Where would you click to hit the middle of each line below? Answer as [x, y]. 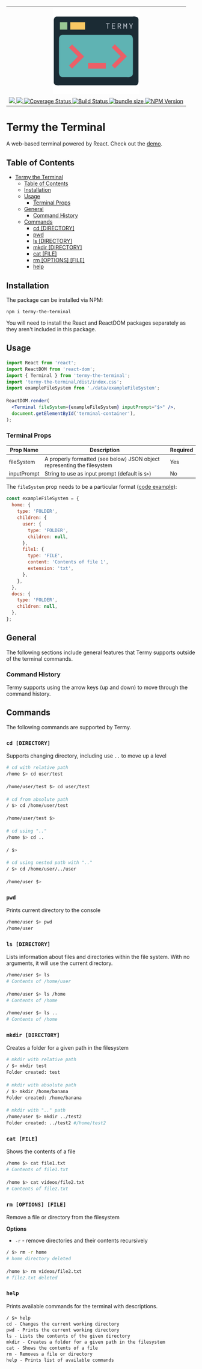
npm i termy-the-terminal [38, 312]
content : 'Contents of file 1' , [69, 562]
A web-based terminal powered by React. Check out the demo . [84, 144]
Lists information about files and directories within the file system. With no [98, 957]
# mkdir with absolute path [41, 1085]
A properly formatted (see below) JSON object [102, 459]
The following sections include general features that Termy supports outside [101, 652]
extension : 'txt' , [51, 569]
